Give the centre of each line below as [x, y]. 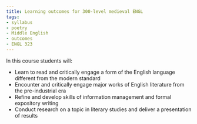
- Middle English [27, 33]
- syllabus [19, 22]
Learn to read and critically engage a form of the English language [95, 72]
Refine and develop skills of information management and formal [93, 97]
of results [26, 115]
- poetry [17, 28]
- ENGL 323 [19, 44]
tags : [13, 17]
